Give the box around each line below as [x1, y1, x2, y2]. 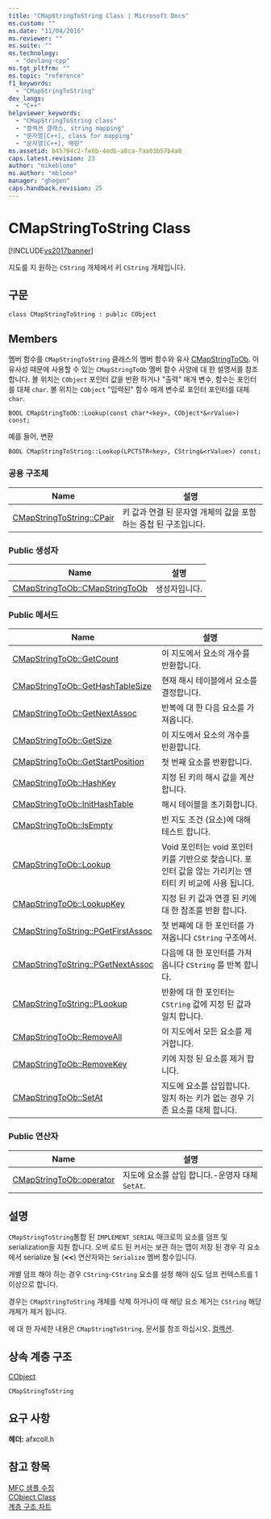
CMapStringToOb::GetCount [12, 653, 119, 665]
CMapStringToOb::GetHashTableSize [12, 681, 152, 692]
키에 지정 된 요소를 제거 [161, 1054, 245, 1065]
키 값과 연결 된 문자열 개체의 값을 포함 [122, 506, 256, 517]
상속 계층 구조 [8, 1350, 73, 1363]
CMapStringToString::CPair [12, 511, 115, 523]
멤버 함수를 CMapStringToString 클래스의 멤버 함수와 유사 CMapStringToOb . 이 [8, 354, 260, 364]
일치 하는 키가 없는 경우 [161, 1092, 245, 1104]
